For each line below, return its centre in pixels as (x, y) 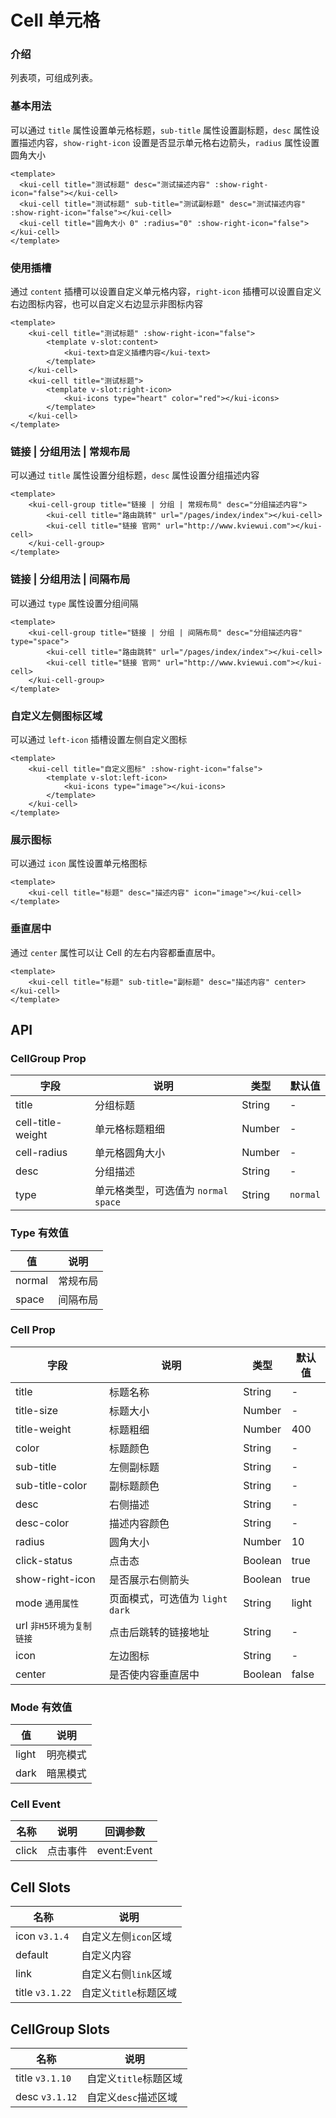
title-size (37, 1410)
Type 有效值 (39, 1233)
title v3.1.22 (43, 1993)
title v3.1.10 (43, 2078)
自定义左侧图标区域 (56, 716)
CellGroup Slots (60, 2029)
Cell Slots (41, 1887)
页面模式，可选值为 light (168, 1598)
